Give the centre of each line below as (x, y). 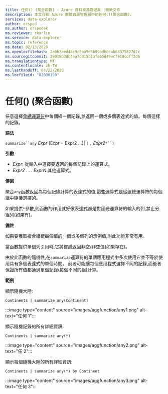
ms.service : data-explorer (33, 38)
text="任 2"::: (19, 351)
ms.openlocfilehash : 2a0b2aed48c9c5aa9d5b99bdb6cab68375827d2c (73, 52)
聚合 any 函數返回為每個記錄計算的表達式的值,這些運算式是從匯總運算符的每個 (84, 191)
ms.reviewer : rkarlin (28, 33)
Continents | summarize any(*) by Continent (52, 371)
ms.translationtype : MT (30, 61)
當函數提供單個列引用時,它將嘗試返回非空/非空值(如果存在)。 (68, 246)
